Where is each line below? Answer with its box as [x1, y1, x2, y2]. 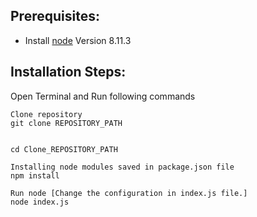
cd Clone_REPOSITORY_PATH [10, 144, 118, 154]
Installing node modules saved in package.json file [10, 162, 235, 172]
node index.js [10, 197, 70, 207]
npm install [10, 170, 60, 181]
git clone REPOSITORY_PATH [10, 118, 123, 128]
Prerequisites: [10, 8, 100, 25]
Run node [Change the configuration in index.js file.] [10, 188, 248, 198]
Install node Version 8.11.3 [24, 34, 132, 46]
